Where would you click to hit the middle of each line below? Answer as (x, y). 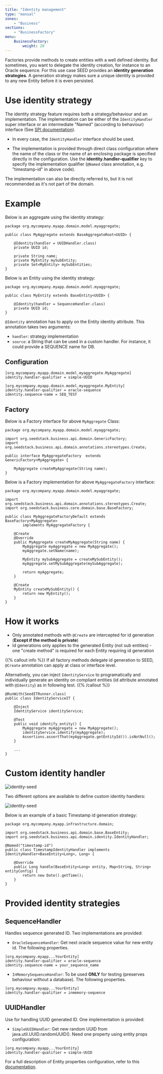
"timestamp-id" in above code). (44, 169)
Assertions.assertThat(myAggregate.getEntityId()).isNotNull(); (89, 737)
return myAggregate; (43, 572)
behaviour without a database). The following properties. (69, 979)
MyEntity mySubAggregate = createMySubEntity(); (73, 559)
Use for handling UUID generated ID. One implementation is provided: (75, 1019)
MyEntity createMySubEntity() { (46, 589)
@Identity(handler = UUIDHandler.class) (55, 243)
